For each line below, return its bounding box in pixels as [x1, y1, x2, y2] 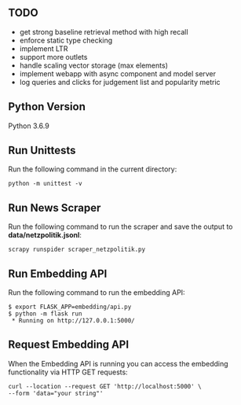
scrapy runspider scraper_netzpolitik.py [8, 245, 146, 254]
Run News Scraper [8, 201, 101, 215]
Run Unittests [8, 144, 76, 157]
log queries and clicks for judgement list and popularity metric [19, 77, 221, 87]
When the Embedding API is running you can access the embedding [8, 359, 229, 368]
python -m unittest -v [8, 180, 82, 188]
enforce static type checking [19, 35, 113, 45]
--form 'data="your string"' [8, 389, 104, 397]
